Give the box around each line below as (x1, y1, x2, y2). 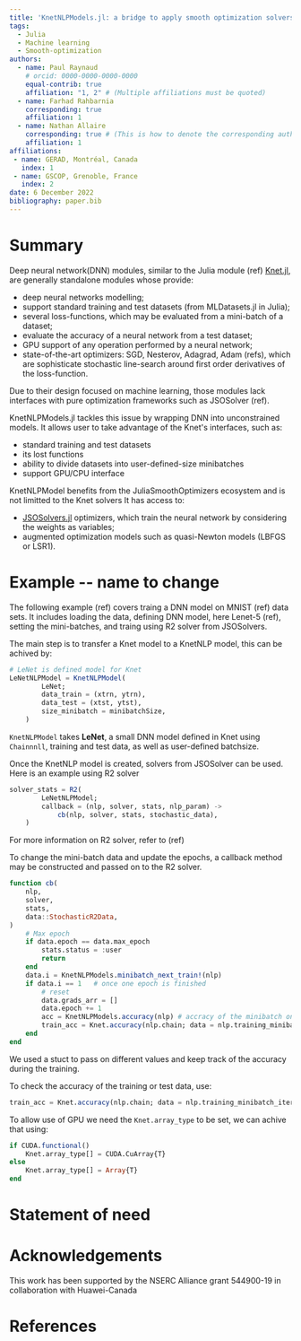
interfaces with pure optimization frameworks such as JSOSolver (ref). (9, 395, 271, 405)
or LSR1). (21, 540, 56, 552)
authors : (9, 55, 42, 64)
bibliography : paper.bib (9, 196, 102, 206)
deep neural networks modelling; (21, 292, 145, 302)
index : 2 (21, 180, 54, 189)
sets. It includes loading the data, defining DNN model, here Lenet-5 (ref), (9, 611, 282, 622)
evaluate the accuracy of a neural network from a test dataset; (21, 329, 254, 341)
